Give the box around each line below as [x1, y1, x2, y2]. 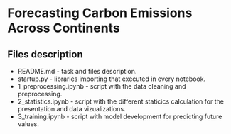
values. [17, 120, 39, 128]
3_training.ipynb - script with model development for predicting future [17, 112, 222, 121]
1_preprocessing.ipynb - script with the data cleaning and [17, 82, 186, 90]
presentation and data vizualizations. [17, 105, 126, 113]
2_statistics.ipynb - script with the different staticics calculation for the [17, 97, 224, 106]
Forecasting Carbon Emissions [7, 5, 193, 21]
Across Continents [7, 20, 121, 36]
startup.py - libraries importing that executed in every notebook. [17, 74, 206, 83]
